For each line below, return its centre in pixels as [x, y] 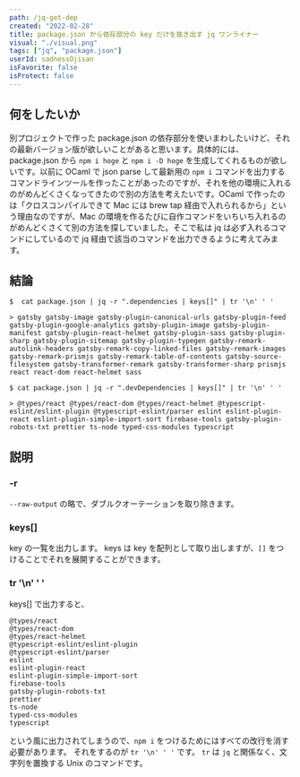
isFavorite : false [43, 68]
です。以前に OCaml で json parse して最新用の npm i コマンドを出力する [151, 171]
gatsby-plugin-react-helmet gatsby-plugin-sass [136, 333]
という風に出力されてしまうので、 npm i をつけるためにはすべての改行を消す [149, 740]
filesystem [30, 365]
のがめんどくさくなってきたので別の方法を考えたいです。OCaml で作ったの [147, 194]
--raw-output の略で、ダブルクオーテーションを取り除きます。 [124, 504]
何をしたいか [45, 114]
